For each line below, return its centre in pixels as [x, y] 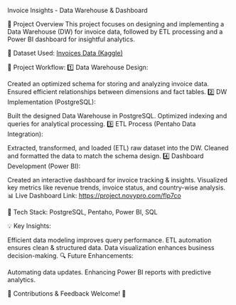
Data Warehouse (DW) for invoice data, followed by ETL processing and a [115, 32]
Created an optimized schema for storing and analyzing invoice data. [108, 84]
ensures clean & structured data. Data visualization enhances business [111, 248]
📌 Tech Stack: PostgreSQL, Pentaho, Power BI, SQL [82, 212]
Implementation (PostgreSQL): [52, 102]
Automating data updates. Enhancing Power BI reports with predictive [109, 272]
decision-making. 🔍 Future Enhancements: [70, 255]
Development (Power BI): [44, 166]
